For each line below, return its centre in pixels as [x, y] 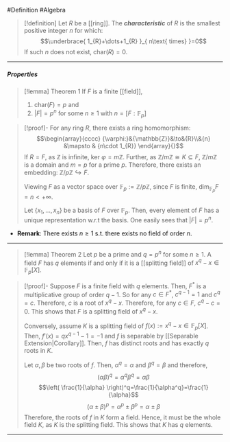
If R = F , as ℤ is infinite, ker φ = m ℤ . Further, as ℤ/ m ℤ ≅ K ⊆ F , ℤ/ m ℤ [120, 157]
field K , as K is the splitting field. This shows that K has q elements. [118, 424]
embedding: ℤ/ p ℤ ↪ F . [56, 173]
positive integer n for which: [63, 31]
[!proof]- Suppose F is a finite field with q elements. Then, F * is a [115, 286]
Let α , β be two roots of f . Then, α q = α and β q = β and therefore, [116, 364]
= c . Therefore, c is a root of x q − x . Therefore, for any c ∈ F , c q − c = [122, 303]
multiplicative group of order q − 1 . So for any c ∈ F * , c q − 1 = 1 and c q [122, 294]
